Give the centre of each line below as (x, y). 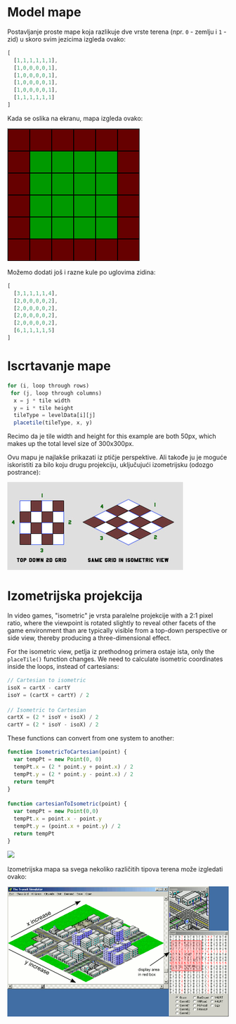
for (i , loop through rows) (48, 385)
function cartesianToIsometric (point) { (67, 804)
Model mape (44, 12)
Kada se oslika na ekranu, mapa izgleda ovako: (75, 118)
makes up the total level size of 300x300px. (71, 444)
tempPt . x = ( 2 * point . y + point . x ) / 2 (73, 767)
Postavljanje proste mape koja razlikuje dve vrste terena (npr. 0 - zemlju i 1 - (117, 32)
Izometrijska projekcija (75, 596)
